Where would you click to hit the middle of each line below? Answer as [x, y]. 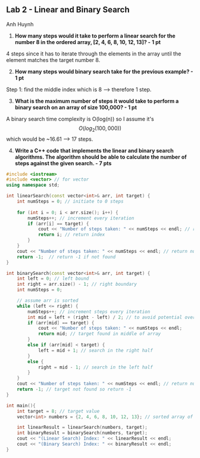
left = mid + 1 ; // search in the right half [95, 350]
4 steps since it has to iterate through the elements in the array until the [94, 54]
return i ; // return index [71, 235]
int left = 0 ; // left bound [53, 279]
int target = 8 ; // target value [58, 411]
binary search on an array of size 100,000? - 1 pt [76, 107]
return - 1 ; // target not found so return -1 [74, 389]
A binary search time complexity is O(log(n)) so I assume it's [80, 119]
